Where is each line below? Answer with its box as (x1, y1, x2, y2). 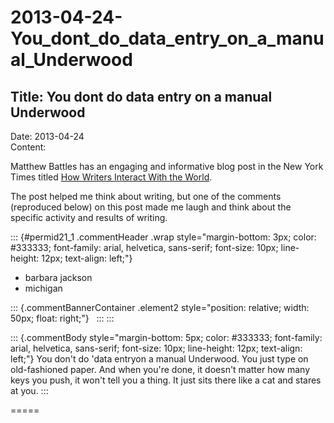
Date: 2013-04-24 (10, 131, 85, 142)
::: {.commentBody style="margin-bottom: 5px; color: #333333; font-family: (10, 332, 323, 343)
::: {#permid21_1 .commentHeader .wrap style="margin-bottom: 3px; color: (10, 231, 317, 243)
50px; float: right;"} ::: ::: (10, 312, 115, 324)
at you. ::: (10, 385, 49, 396)
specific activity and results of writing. (10, 212, 168, 223)
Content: (10, 141, 47, 153)
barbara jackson (24, 272, 93, 283)
